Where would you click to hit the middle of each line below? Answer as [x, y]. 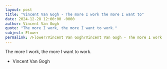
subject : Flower [22, 33]
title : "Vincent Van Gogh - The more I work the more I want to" [74, 14]
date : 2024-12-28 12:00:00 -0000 [40, 19]
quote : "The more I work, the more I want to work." [61, 28]
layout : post [19, 10]
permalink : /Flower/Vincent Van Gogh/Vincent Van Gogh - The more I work [84, 38]
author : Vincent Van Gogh [32, 24]
